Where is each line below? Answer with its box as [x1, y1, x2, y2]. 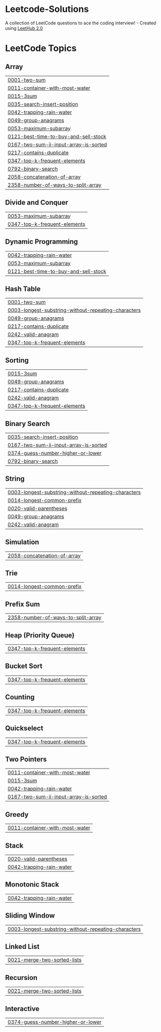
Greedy [5, 810, 29, 819]
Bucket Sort [5, 662, 43, 671]
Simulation [5, 538, 39, 546]
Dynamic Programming [5, 238, 78, 246]
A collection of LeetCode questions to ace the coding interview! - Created [5, 20, 157, 26]
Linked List [5, 942, 40, 950]
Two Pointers [5, 755, 47, 764]
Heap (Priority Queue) [5, 631, 75, 639]
